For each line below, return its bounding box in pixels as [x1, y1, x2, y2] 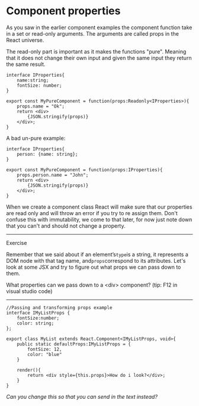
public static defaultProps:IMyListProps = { [17, 341, 131, 347]
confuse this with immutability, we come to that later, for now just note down [6, 216, 192, 223]
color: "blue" [27, 351, 62, 357]
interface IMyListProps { [6, 310, 70, 316]
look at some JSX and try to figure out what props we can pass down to [6, 263, 181, 270]
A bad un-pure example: [6, 134, 66, 141]
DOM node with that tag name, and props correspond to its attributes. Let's [6, 257, 186, 264]
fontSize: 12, [27, 346, 62, 352]
